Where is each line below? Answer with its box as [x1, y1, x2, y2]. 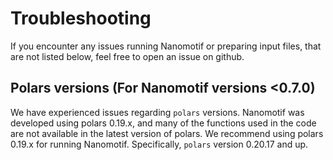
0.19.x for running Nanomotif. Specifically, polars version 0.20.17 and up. [10, 138, 309, 150]
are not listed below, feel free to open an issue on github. [10, 50, 245, 62]
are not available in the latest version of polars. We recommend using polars [10, 127, 324, 139]
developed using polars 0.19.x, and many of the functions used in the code [10, 117, 317, 129]
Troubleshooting [10, 7, 152, 30]
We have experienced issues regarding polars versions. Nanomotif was [10, 106, 305, 118]
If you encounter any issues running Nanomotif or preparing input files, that [10, 40, 322, 52]
